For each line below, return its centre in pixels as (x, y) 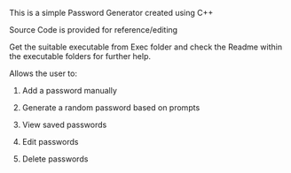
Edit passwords (50, 142)
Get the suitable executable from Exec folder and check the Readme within (145, 47)
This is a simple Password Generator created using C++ (111, 13)
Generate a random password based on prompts (111, 108)
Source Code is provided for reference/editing (94, 30)
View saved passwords (64, 124)
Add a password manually (70, 90)
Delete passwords (55, 159)
